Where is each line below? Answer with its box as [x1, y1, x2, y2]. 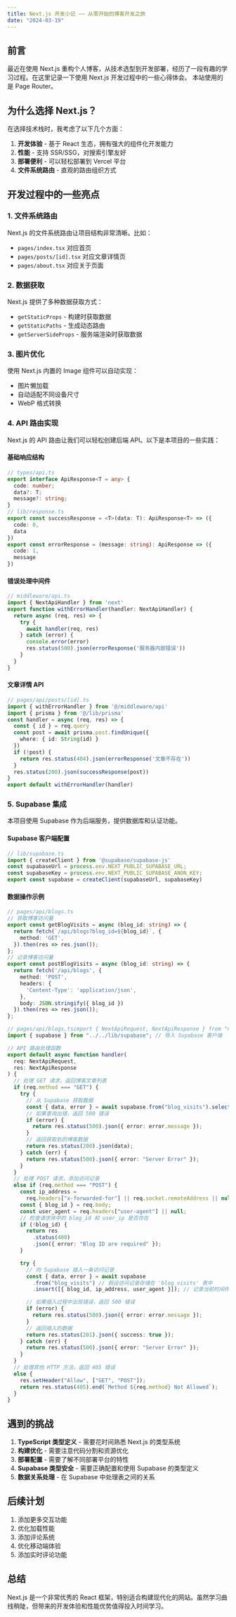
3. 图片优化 [7, 349, 45, 359]
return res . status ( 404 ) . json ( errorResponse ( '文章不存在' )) [20, 755, 191, 762]
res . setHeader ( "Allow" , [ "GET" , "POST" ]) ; [20, 1377, 146, 1384]
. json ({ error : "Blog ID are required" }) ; [32, 1240, 162, 1248]
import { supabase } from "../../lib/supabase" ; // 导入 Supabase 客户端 [7, 1032, 223, 1040]
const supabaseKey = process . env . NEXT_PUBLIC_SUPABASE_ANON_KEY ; [7, 870, 202, 877]
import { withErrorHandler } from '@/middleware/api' [7, 703, 169, 710]
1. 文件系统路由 [7, 211, 58, 221]
